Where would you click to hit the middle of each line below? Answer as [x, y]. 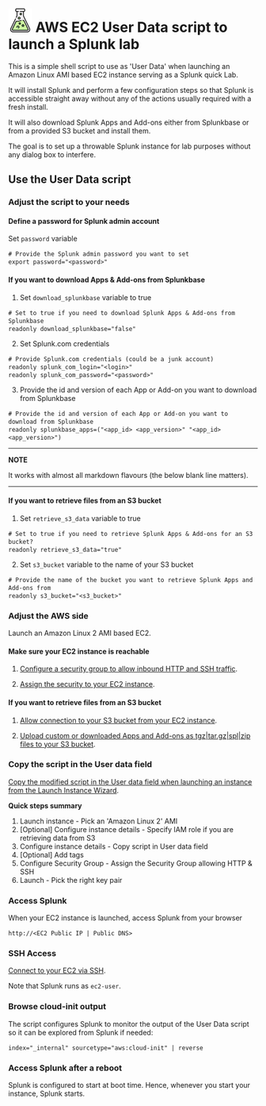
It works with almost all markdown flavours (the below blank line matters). [128, 475]
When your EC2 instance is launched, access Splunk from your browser [125, 918]
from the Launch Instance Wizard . [64, 790]
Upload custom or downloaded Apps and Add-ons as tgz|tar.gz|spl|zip [135, 735]
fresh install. [28, 106]
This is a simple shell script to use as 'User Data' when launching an [119, 66]
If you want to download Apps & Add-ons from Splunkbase [107, 280]
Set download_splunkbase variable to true [85, 297]
